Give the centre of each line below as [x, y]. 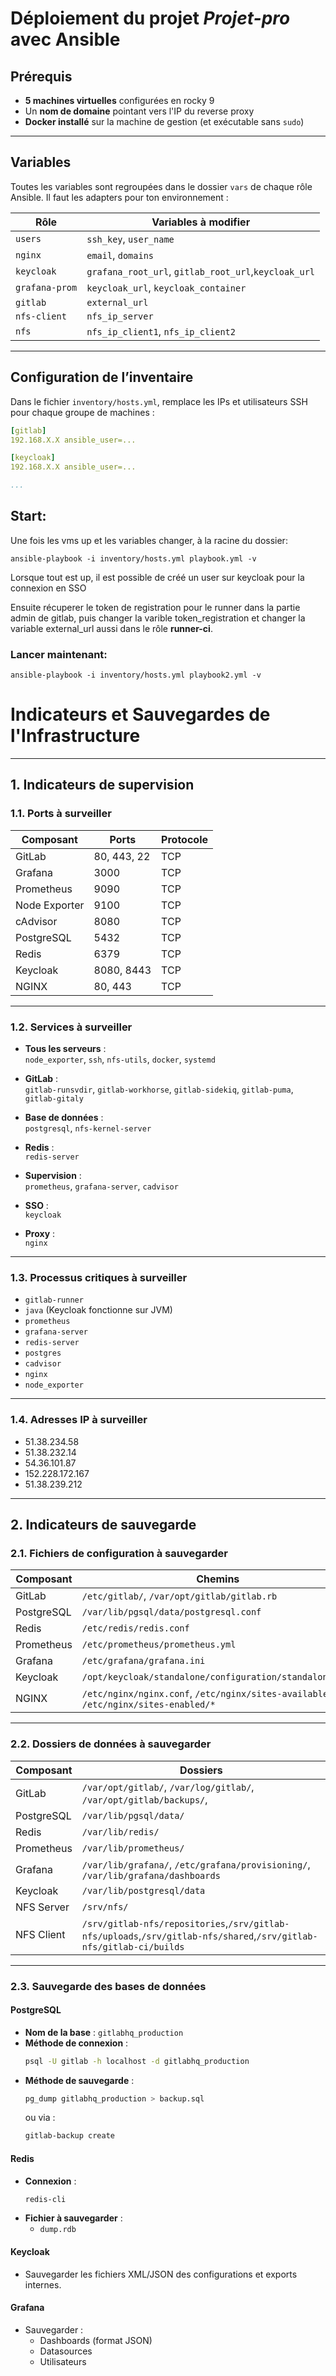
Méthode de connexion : [76, 2043]
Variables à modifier [201, 222]
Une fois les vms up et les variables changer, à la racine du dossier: [149, 540]
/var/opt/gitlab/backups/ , [144, 1799]
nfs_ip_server [120, 316]
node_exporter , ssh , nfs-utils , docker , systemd [120, 1059]
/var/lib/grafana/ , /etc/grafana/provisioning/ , [196, 1864]
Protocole [185, 839]
